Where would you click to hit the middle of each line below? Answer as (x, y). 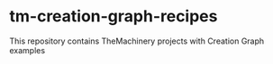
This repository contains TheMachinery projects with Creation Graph (137, 41)
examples (27, 50)
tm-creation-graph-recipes (114, 16)
